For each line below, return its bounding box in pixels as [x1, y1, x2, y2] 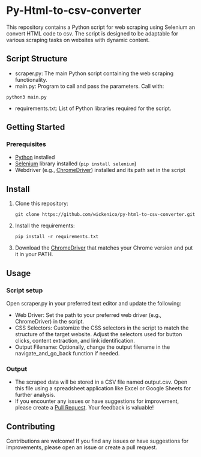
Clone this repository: [14, 200, 68, 207]
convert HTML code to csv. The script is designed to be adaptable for [6, 29, 179, 37]
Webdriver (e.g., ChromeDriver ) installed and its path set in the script [14, 167, 186, 174]
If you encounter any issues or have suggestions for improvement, [14, 397, 179, 405]
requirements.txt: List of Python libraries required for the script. [14, 105, 172, 112]
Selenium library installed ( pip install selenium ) [14, 160, 137, 167]
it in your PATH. [14, 251, 53, 258]
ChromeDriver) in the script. [14, 317, 85, 325]
